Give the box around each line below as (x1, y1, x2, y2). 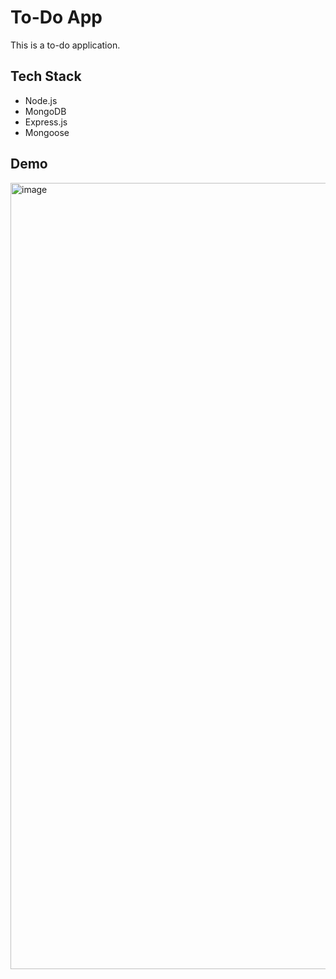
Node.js (24, 94, 58, 106)
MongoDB (24, 105, 67, 117)
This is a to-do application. (10, 39, 121, 51)
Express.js (24, 116, 68, 128)
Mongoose (24, 126, 70, 138)
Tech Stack (10, 68, 82, 85)
